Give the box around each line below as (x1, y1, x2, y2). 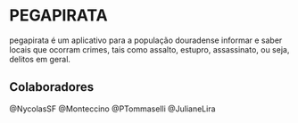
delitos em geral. (9, 53, 71, 64)
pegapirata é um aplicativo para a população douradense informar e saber (9, 35, 283, 45)
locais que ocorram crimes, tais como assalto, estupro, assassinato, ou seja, (9, 44, 290, 54)
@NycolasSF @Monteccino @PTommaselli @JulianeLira (9, 103, 216, 114)
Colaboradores (9, 79, 95, 94)
